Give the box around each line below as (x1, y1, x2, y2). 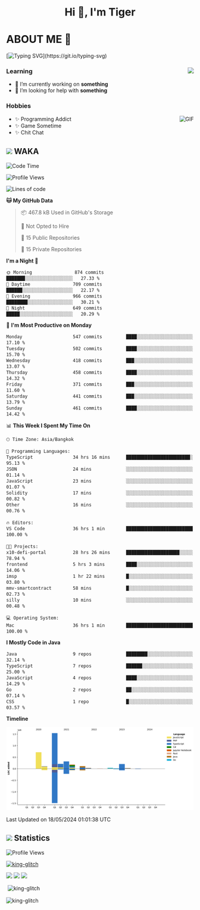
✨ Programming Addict (14, 115, 71, 123)
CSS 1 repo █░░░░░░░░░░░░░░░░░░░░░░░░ (6, 699, 193, 705)
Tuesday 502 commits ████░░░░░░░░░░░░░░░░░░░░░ (6, 345, 193, 352)
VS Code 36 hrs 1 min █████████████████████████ (6, 526, 193, 531)
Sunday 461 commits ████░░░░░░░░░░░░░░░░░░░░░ (6, 405, 193, 411)
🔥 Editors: (6, 520, 34, 526)
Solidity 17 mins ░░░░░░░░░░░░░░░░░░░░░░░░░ (6, 490, 193, 496)
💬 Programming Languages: (6, 448, 70, 454)
